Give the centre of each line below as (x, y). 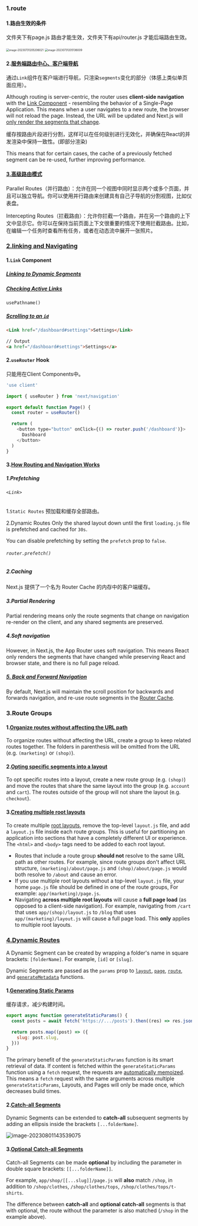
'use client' (22, 386)
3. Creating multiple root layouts (46, 812)
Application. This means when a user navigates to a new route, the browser (98, 109)
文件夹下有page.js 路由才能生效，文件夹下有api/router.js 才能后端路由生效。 (98, 37)
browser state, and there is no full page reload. (63, 663)
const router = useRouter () (46, 413)
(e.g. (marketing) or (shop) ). (41, 753)
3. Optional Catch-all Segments (45, 1149)
